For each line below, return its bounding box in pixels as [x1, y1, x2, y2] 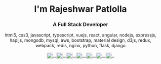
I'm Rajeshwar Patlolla [34, 3, 127, 15]
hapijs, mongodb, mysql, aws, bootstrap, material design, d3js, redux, [9, 37, 152, 43]
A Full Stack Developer [52, 21, 109, 28]
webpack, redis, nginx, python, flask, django [35, 43, 126, 49]
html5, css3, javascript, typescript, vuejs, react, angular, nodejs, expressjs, [4, 32, 157, 38]
